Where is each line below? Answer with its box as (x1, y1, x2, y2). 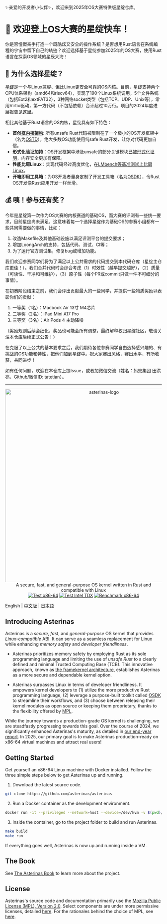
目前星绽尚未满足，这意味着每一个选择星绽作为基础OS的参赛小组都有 (13, 219, 155, 225)
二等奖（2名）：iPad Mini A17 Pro (12, 311, 79, 317)
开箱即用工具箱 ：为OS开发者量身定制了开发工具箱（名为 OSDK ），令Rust (12, 174, 160, 180)
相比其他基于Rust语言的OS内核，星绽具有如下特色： (5, 119, 112, 125)
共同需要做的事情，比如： (9, 225, 62, 231)
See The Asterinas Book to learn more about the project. (5, 870, 121, 876)
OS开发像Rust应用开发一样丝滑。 (12, 180, 81, 186)
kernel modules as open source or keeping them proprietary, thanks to (12, 703, 157, 709)
